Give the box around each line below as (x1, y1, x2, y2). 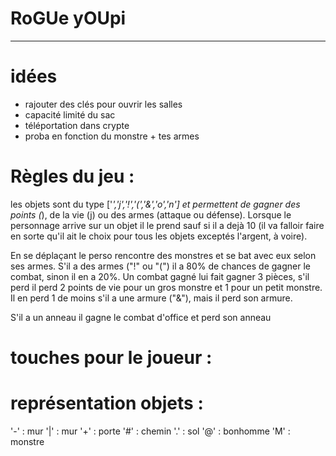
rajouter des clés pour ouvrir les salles (24, 98, 183, 110)
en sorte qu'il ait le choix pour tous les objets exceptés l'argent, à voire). (10, 230, 308, 242)
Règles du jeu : (10, 165, 135, 188)
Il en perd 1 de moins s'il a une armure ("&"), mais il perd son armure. (10, 292, 293, 304)
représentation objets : (10, 392, 204, 415)
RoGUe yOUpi (10, 7, 127, 30)
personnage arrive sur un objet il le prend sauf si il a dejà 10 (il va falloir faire (10, 219, 325, 231)
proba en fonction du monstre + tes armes (24, 130, 200, 142)
